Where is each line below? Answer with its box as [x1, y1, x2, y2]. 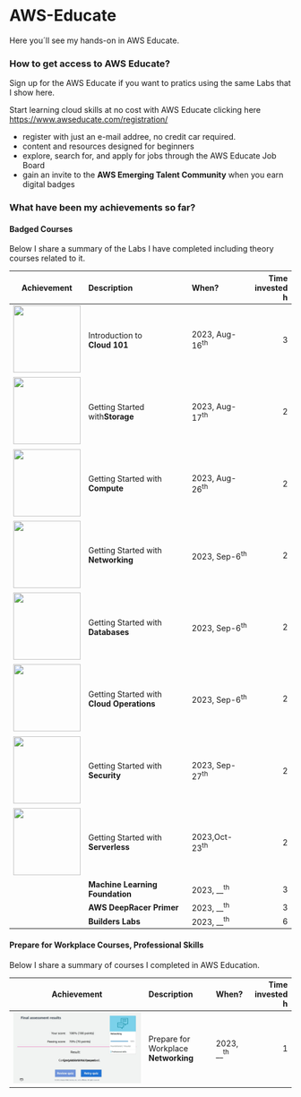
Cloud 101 [88, 339, 129, 350]
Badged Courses [9, 223, 73, 234]
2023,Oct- [191, 832, 233, 843]
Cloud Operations [88, 698, 156, 708]
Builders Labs [88, 915, 141, 927]
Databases [88, 626, 130, 637]
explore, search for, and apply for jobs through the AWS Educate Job [21, 150, 277, 161]
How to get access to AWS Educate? [9, 57, 170, 70]
